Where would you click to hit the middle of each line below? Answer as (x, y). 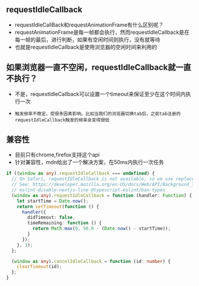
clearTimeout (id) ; (39, 267)
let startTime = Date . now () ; (53, 201)
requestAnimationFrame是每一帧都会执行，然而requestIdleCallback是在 (102, 32)
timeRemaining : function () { (65, 223)
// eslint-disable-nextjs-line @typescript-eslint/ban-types (89, 190)
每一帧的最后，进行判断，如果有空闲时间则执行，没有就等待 (87, 39)
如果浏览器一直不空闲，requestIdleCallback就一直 (99, 68)
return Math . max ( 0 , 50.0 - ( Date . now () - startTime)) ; (102, 229)
